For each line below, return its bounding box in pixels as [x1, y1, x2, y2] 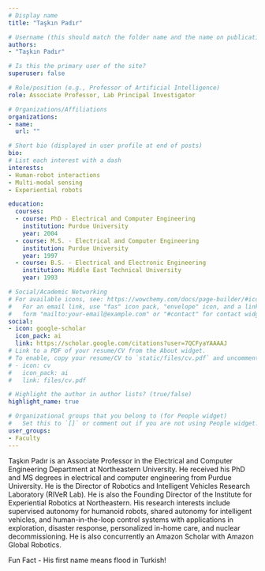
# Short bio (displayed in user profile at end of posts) [8, 142, 203, 150]
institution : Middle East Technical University [22, 267, 181, 274]
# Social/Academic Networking [8, 288, 108, 296]
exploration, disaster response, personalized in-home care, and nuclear [8, 523, 241, 532]
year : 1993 [22, 274, 58, 282]
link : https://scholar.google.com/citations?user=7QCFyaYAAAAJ [15, 339, 227, 348]
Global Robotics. [8, 539, 62, 550]
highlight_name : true [8, 398, 80, 406]
